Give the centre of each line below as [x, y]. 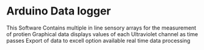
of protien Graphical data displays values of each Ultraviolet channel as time [102, 34]
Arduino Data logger [59, 11]
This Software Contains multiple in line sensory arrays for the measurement [101, 28]
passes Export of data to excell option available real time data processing [98, 40]
